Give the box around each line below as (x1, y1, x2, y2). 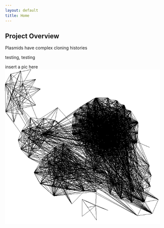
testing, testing (5, 55, 35, 60)
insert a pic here (5, 64, 38, 70)
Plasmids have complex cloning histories (5, 45, 87, 51)
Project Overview (5, 32, 59, 40)
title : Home (5, 13, 29, 18)
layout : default (5, 8, 38, 13)
